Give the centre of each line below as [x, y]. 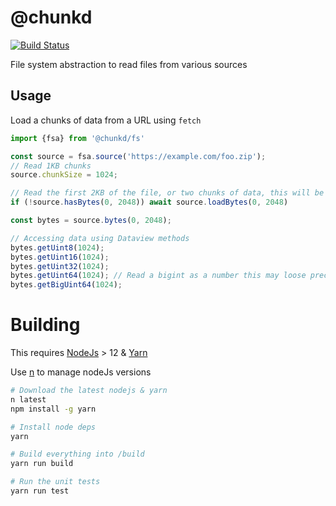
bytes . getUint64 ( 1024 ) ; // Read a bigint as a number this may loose [158, 276]
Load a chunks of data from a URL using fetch [106, 120]
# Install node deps [53, 427]
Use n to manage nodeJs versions [81, 372]
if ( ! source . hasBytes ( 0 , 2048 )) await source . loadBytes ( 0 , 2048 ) [149, 202]
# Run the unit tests [55, 482]
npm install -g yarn [53, 409]
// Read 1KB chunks [51, 166]
